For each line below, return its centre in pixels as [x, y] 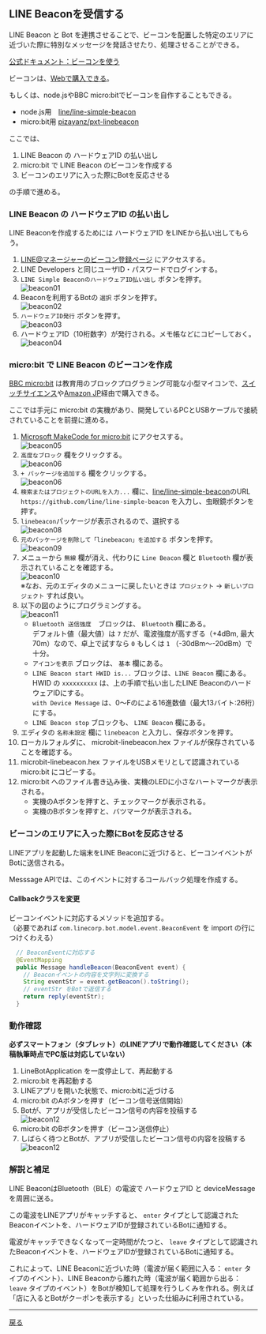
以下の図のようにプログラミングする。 [82, 606]
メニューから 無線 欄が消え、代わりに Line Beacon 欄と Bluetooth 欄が [133, 558]
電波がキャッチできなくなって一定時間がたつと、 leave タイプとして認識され [134, 1242]
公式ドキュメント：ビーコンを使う [64, 61]
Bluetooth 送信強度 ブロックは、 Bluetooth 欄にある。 [121, 624]
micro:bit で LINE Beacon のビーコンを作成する [96, 165]
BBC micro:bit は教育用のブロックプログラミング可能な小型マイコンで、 [126, 383]
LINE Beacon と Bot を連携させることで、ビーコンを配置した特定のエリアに [131, 35]
